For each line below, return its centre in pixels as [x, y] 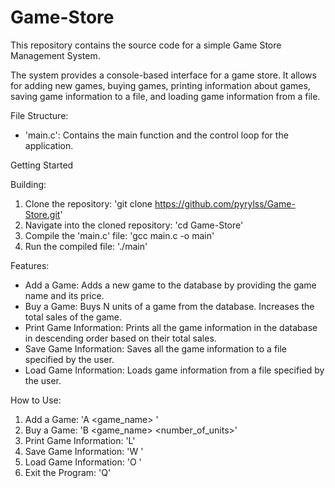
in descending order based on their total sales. [120, 338]
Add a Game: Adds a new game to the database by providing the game [170, 285]
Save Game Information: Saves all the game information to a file [156, 348]
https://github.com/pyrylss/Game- [225, 203]
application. [49, 145]
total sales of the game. [73, 317]
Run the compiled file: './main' [86, 246]
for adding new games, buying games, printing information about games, [160, 85]
